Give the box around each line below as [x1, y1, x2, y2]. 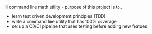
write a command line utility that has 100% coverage [11, 19, 117, 24]
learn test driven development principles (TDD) [11, 13, 106, 19]
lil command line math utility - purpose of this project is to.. [4, 4, 122, 10]
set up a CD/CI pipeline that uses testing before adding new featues [11, 23, 148, 29]
